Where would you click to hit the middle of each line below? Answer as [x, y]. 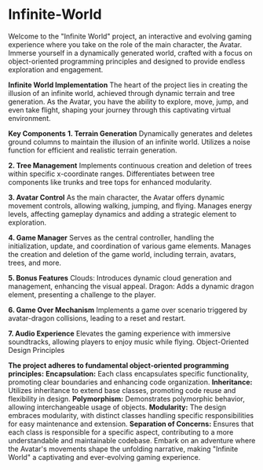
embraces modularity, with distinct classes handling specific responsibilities [131, 415]
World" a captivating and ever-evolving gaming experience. [104, 457]
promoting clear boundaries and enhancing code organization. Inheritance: [130, 382]
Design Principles [37, 350]
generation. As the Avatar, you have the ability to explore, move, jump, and [128, 101]
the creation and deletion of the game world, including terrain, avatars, [122, 254]
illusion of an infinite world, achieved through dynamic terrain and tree [122, 93]
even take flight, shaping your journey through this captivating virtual [120, 110]
